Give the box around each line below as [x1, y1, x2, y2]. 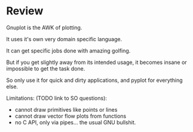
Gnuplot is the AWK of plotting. [6, 24, 82, 31]
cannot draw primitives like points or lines [14, 106, 118, 113]
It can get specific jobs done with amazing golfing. [6, 47, 131, 54]
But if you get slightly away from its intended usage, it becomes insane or [6, 59, 187, 66]
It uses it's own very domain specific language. [6, 35, 122, 42]
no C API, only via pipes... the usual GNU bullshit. [14, 118, 136, 126]
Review [6, 4, 44, 18]
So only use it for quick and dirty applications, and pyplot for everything [6, 76, 183, 84]
